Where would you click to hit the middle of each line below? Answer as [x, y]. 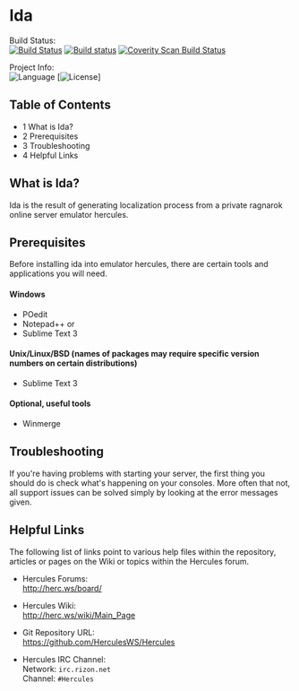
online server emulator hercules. [69, 214]
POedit [35, 314]
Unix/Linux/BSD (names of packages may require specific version [134, 354]
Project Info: [32, 67]
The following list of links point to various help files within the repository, [143, 551]
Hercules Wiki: [49, 605]
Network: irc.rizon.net [67, 669]
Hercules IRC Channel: [64, 659]
